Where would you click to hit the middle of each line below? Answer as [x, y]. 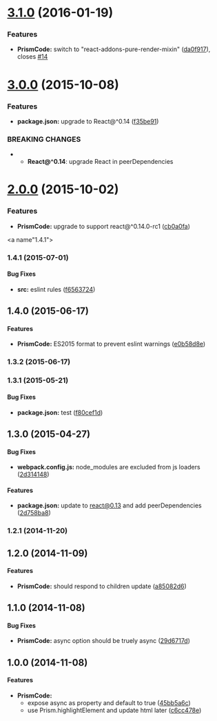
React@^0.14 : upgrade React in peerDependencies [100, 162]
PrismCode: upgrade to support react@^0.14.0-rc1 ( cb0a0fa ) [104, 226]
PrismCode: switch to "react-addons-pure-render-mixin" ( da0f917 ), [114, 49]
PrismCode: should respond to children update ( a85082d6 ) [102, 586]
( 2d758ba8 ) [34, 513]
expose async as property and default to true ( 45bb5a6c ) [109, 703]
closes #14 [32, 57]
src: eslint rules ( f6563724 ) [56, 289]
